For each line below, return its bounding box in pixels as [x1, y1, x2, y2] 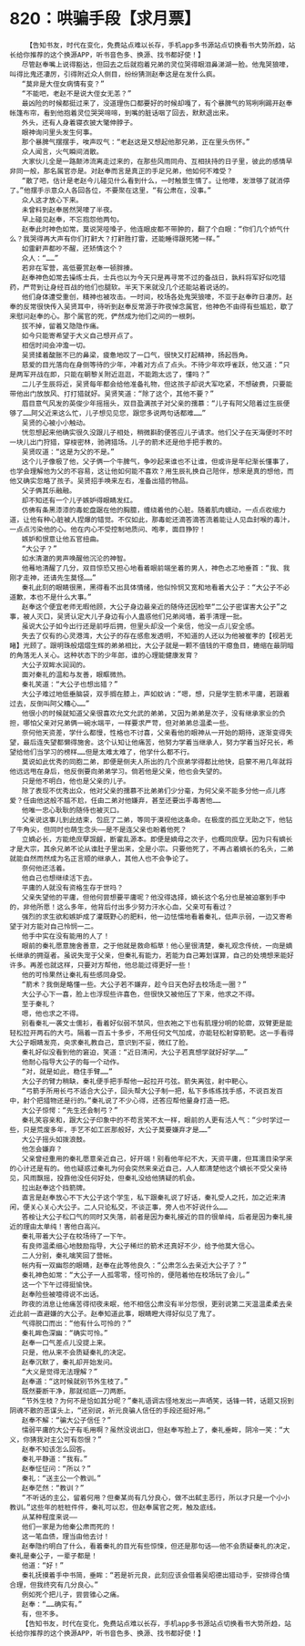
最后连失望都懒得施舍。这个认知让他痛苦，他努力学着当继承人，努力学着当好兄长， [22, 737, 288, 747]
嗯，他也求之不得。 [21, 1009, 84, 1018]
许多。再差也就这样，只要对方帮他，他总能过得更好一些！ [9, 961, 193, 970]
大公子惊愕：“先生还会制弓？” [21, 1106, 118, 1115]
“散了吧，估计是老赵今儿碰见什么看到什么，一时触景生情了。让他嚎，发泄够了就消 [21, 176, 284, 185]
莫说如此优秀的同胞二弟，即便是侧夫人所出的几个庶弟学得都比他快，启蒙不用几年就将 [21, 757, 293, 766]
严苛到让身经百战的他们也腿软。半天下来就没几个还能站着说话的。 [22, 283, 234, 292]
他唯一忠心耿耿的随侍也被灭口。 [21, 806, 124, 815]
